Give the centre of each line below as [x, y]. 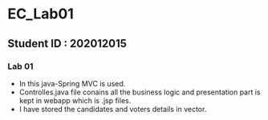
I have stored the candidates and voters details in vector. [113, 109]
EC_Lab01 [41, 14]
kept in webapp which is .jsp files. [75, 100]
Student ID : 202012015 [67, 44]
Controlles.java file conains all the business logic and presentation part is [140, 92]
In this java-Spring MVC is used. [72, 83]
